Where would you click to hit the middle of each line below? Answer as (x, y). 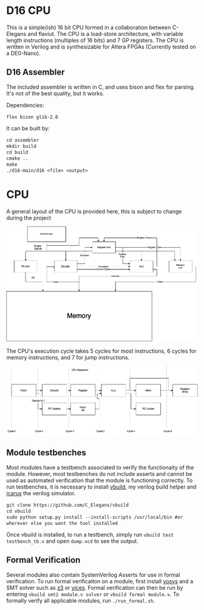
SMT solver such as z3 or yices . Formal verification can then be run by (95, 588)
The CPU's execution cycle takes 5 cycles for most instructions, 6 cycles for (101, 351)
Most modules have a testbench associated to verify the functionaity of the (100, 467)
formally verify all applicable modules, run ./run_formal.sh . (81, 600)
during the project (29, 218)
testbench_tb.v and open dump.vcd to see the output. (72, 541)
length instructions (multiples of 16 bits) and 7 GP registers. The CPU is (95, 40)
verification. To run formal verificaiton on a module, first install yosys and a (100, 581)
